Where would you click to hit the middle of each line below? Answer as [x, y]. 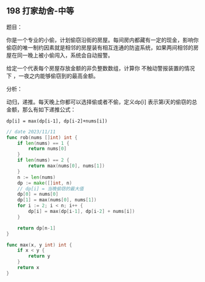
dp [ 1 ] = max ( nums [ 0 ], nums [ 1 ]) [57, 200]
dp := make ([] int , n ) [45, 183]
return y [39, 256]
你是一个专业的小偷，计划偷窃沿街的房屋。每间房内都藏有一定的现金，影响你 [103, 40]
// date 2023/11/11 [31, 132]
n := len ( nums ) [37, 177]
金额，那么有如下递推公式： [41, 109]
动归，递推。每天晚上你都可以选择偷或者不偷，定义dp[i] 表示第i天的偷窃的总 [102, 102]
